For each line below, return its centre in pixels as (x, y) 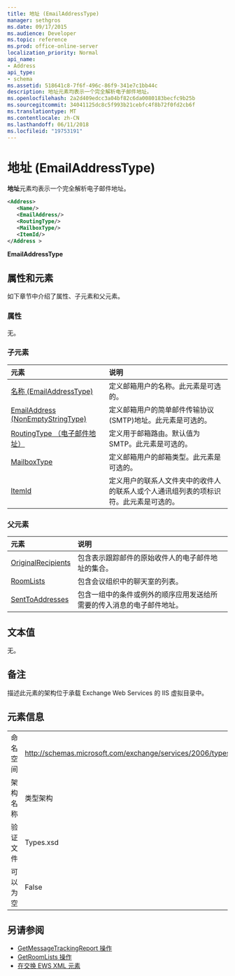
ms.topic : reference (37, 40)
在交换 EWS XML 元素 (49, 966)
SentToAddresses (40, 600)
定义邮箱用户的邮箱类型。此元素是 (165, 457)
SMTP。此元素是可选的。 (150, 444)
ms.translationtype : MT (42, 111)
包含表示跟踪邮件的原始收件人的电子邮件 (144, 558)
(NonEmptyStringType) (49, 419)
